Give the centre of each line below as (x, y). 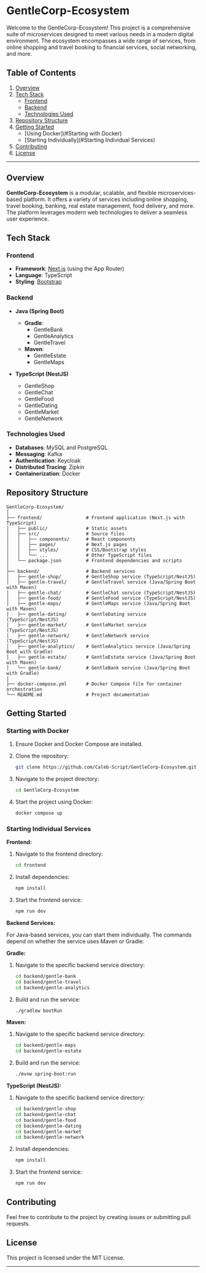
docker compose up (39, 813)
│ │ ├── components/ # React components (71, 539)
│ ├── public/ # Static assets (67, 528)
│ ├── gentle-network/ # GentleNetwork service (78, 636)
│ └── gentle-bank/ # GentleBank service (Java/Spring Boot (98, 668)
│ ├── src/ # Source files (65, 534)
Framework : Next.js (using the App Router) (70, 269)
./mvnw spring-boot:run (46, 1074)
